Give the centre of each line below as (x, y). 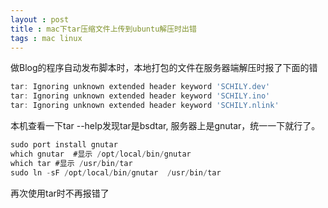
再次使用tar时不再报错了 (60, 193)
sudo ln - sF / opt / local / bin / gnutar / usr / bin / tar (116, 172)
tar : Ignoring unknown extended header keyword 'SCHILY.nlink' (145, 106)
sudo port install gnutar (64, 145)
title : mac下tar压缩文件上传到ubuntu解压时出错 (103, 29)
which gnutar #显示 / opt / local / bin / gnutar (101, 154)
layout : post (40, 19)
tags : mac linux (46, 38)
